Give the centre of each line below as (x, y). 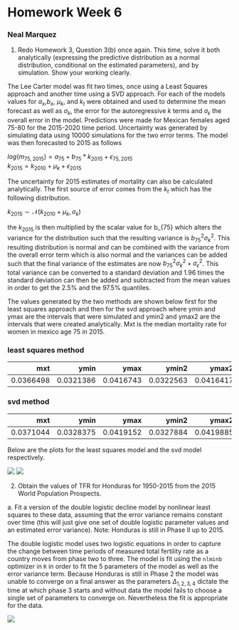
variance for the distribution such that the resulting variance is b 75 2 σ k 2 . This (119, 238)
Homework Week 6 (65, 12)
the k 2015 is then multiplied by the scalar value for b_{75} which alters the (115, 228)
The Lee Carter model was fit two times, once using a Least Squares (108, 87)
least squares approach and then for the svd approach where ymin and (111, 309)
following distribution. (39, 198)
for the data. (26, 606)
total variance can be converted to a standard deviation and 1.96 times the (116, 272)
